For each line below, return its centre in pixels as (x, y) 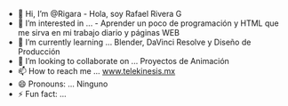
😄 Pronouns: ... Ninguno (63, 84)
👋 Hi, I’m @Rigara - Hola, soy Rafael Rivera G (100, 14)
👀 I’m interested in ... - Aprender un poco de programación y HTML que (148, 23)
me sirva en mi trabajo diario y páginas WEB (99, 33)
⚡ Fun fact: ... (42, 94)
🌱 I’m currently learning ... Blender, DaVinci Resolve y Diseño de (134, 42)
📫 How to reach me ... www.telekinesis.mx (96, 71)
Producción (39, 52)
